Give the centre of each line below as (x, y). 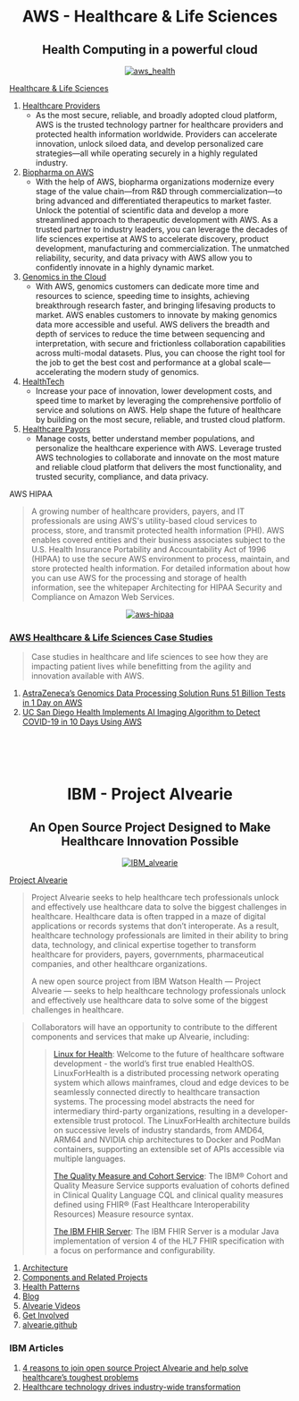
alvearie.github (50, 1325)
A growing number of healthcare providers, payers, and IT (138, 511)
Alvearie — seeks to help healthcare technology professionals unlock (158, 991)
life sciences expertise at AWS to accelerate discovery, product (152, 239)
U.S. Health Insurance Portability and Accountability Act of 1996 (149, 549)
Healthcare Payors (56, 429)
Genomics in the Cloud (64, 277)
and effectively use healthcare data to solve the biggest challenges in (159, 907)
